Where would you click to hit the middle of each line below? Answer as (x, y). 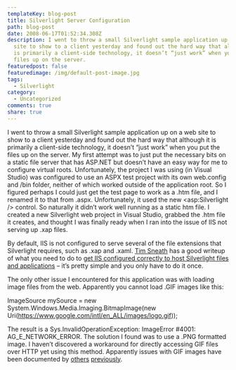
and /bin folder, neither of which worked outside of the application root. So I (117, 185)
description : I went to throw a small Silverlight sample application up (118, 40)
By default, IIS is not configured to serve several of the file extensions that (114, 243)
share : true (25, 112)
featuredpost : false (38, 66)
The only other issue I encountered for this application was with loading (111, 279)
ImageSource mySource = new (52, 300)
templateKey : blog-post (42, 14)
